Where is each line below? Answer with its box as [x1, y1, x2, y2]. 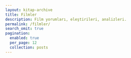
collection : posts [10, 45, 49, 50]
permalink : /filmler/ [5, 21, 51, 27]
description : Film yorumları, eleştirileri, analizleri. [5, 17, 127, 22]
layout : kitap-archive [5, 7, 53, 13]
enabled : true [10, 36, 39, 41]
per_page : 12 [10, 40, 37, 45]
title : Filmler [5, 12, 37, 17]
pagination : [5, 31, 30, 36]
